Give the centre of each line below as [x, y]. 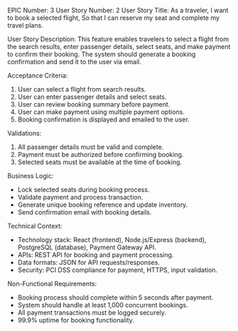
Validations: [25, 133]
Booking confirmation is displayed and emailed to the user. [103, 119]
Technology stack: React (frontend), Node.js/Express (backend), [112, 240]
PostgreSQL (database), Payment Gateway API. [87, 247]
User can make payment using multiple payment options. [101, 112]
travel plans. [26, 25]
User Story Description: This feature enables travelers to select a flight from [118, 39]
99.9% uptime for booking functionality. [76, 320]
